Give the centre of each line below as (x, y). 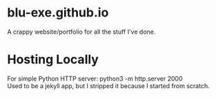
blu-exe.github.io (58, 13)
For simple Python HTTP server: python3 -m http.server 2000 (95, 78)
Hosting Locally (53, 60)
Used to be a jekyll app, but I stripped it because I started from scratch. (108, 86)
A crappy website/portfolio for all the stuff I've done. (81, 32)
